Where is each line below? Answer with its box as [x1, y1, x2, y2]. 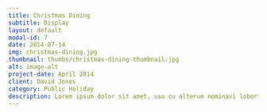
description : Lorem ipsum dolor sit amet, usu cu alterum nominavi [8, 92, 237, 100]
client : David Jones [8, 77, 77, 85]
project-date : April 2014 [8, 70, 94, 78]
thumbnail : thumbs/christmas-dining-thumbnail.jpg [8, 56, 180, 64]
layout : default [8, 26, 62, 34]
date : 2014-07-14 [8, 41, 66, 49]
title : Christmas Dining [8, 11, 91, 20]
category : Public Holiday [8, 84, 94, 93]
